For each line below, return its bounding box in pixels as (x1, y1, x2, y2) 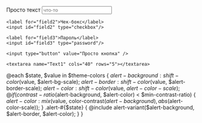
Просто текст (6, 6, 41, 13)
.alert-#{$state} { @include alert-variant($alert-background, (45, 104, 195, 111)
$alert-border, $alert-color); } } (6, 110, 83, 117)
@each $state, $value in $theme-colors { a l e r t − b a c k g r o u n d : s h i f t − (6, 72, 179, 79)
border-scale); (6, 84, 42, 92)
